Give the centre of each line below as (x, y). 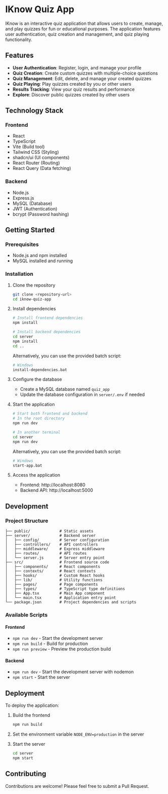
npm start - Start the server (41, 677)
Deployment (25, 693)
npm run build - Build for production (50, 644)
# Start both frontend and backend (50, 414)
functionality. (19, 40)
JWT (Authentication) (35, 208)
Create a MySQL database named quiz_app (65, 389)
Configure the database (37, 379)
